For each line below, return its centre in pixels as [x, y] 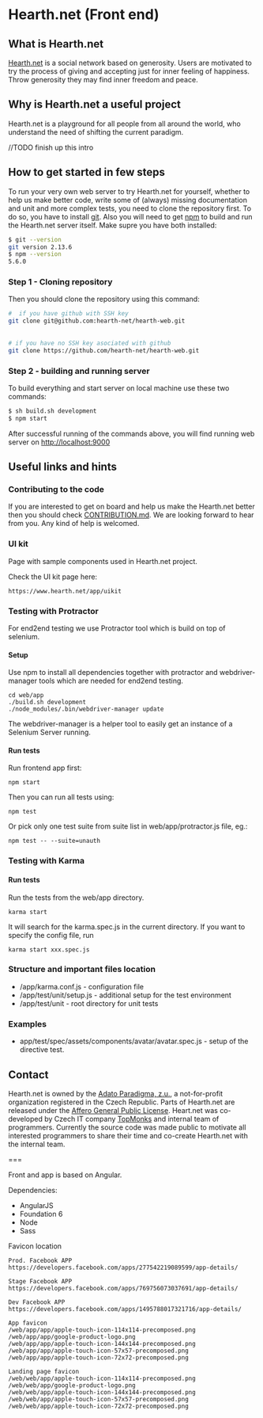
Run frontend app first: [45, 768]
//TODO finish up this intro [51, 147]
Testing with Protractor [53, 611]
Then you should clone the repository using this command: [104, 299]
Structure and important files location [82, 970]
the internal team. [37, 1144]
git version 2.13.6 [40, 247]
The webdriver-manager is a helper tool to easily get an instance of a [120, 724]
